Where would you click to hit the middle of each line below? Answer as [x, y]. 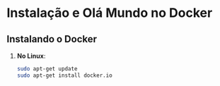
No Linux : [31, 56]
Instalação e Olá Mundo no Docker [110, 13]
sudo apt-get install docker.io [64, 75]
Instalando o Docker [52, 39]
